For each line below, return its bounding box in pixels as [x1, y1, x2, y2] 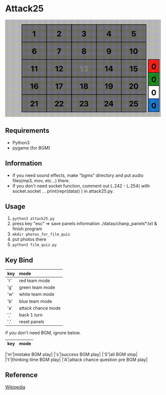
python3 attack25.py [12, 216, 55, 221]
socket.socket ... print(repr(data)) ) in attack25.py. [12, 188, 114, 194]
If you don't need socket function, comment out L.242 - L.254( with [12, 183, 150, 189]
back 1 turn [19, 312, 43, 318]
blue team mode [19, 298, 52, 304]
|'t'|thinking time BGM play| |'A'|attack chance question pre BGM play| [5, 356, 148, 362]
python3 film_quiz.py [12, 242, 57, 247]
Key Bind [5, 256, 33, 264]
